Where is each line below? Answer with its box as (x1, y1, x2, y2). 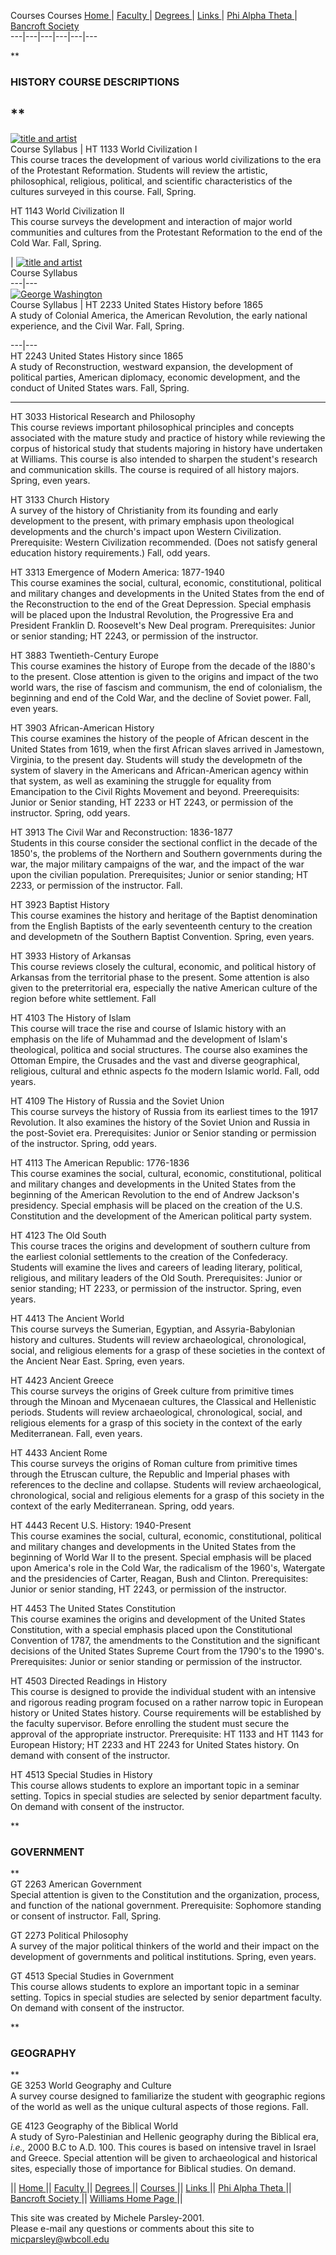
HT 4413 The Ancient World (10, 1312, 125, 1324)
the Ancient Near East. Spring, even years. (10, 1355, 185, 1367)
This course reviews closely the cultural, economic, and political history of (10, 960, 317, 972)
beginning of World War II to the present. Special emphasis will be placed (10, 1551, 312, 1563)
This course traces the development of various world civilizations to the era (10, 153, 322, 165)
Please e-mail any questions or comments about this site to (10, 2223, 255, 2235)
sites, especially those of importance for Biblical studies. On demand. (10, 2163, 297, 2175)
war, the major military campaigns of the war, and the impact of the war (10, 858, 305, 870)
